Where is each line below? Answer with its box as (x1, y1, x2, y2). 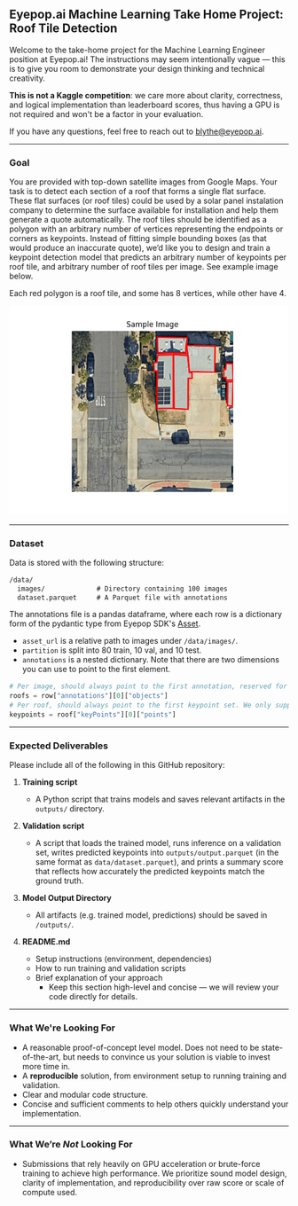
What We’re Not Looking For (9, 1139, 133, 1151)
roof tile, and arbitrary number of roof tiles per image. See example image (9, 262, 278, 272)
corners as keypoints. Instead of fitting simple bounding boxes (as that (9, 233, 268, 244)
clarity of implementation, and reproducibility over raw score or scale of (21, 1177, 285, 1187)
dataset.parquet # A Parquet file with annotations (17, 593, 228, 602)
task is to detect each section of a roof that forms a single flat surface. (9, 186, 267, 197)
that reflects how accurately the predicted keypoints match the (35, 866, 265, 877)
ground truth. (35, 875, 84, 886)
